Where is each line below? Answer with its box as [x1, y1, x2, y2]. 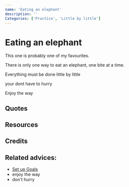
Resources [5, 121, 38, 129]
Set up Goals [12, 166, 38, 172]
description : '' [5, 12, 38, 16]
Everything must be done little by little [5, 72, 81, 77]
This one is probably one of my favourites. [5, 53, 90, 58]
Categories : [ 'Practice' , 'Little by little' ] [5, 16, 101, 21]
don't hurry [12, 177, 35, 183]
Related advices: [5, 153, 57, 162]
